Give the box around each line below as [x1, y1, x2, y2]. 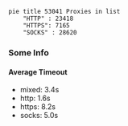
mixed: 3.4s [19, 85, 60, 95]
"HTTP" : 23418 [23, 14, 74, 22]
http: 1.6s [19, 93, 51, 104]
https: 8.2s [19, 102, 56, 112]
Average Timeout [8, 67, 68, 76]
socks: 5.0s [19, 111, 59, 120]
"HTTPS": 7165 [23, 22, 70, 30]
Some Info [8, 47, 50, 58]
